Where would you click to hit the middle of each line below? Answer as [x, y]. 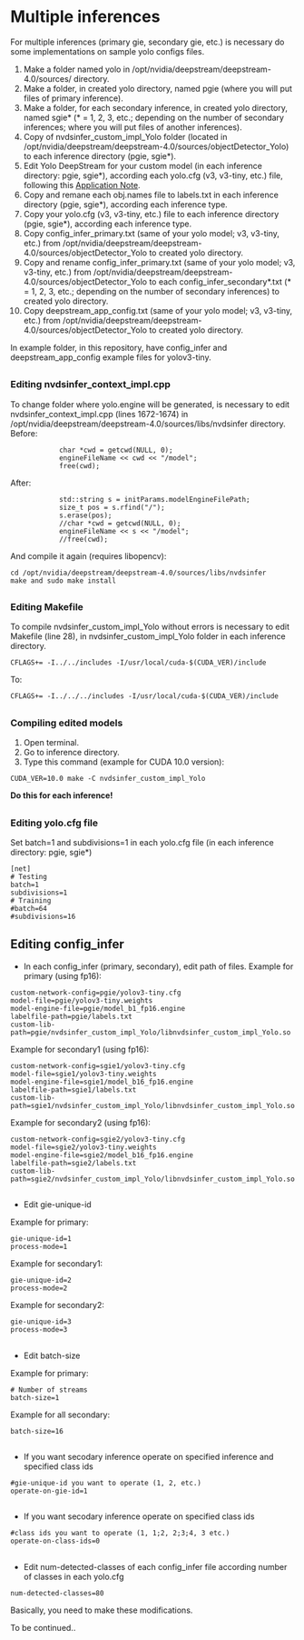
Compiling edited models [67, 723]
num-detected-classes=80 [57, 1593]
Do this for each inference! [62, 795]
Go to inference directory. [72, 753]
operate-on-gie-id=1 [49, 1491]
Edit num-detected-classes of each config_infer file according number [155, 1566]
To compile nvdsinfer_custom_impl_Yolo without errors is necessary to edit [150, 627]
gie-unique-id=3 [41, 1322]
